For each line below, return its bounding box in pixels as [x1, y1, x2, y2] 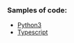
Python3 [17, 21, 41, 29]
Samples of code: [7, 5, 68, 15]
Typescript [17, 28, 48, 36]
